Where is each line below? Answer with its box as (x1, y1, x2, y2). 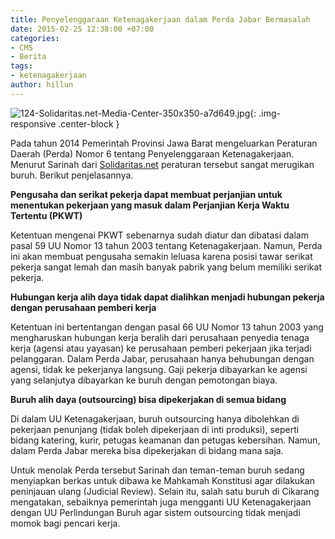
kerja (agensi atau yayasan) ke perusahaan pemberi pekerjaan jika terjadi (10, 342, 312, 354)
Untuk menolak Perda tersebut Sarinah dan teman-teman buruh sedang (10, 464, 305, 476)
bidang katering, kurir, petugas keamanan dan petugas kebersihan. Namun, (10, 434, 321, 446)
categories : (10, 33, 60, 43)
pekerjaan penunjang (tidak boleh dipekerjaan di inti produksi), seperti (10, 423, 300, 435)
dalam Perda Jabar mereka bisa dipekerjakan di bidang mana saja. (10, 444, 284, 456)
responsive (10, 117, 57, 130)
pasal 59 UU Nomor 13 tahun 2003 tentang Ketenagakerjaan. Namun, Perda (10, 239, 323, 251)
